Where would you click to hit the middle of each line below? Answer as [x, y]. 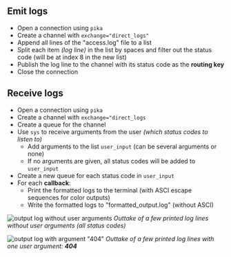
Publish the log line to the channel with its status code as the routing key [121, 64]
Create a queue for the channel [61, 124]
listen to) [30, 139]
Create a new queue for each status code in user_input [96, 175]
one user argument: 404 [42, 246]
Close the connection [47, 71]
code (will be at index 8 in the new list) [72, 57]
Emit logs [28, 11]
